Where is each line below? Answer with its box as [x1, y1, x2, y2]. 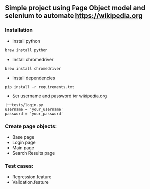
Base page [12, 134, 35, 140]
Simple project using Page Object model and [5, 4, 146, 12]
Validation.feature [12, 179, 49, 185]
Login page [12, 139, 36, 145]
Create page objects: [5, 123, 57, 130]
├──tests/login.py [5, 102, 43, 107]
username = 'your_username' [5, 107, 64, 112]
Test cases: [5, 162, 34, 169]
